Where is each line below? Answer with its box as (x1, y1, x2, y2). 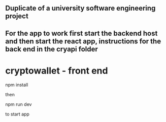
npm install (5, 82, 28, 88)
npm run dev (5, 101, 32, 107)
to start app (5, 111, 29, 117)
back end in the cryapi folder (5, 45, 98, 53)
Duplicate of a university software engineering (5, 4, 156, 13)
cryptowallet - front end (5, 65, 108, 76)
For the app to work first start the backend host (5, 29, 158, 37)
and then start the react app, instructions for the (5, 37, 161, 45)
